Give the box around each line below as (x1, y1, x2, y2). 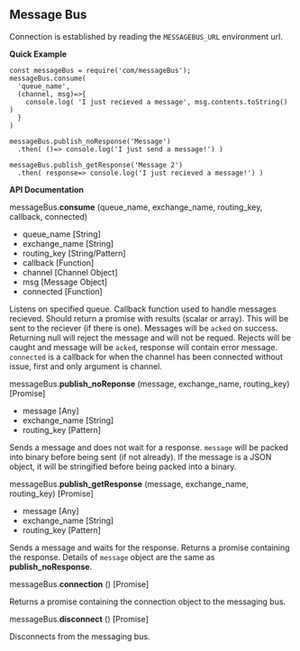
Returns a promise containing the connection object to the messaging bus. (9, 596, 286, 607)
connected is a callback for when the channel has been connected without (9, 351, 284, 362)
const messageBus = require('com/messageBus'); (9, 66, 192, 75)
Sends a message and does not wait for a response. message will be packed (9, 441, 288, 453)
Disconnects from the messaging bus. (9, 630, 150, 642)
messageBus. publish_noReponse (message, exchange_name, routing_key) (9, 378, 290, 389)
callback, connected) (9, 211, 88, 222)
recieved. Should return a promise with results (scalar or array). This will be (9, 312, 289, 323)
